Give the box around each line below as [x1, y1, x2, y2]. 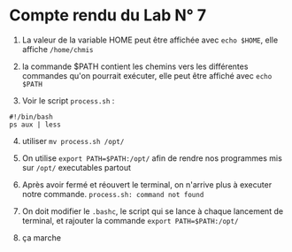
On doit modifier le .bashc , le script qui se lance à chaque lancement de [21, 205, 284, 217]
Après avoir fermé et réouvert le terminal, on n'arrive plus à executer [21, 179, 273, 190]
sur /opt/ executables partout [21, 162, 131, 172]
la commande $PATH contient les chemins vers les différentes [21, 61, 249, 72]
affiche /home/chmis [21, 43, 94, 54]
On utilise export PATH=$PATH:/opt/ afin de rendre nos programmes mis [21, 152, 283, 164]
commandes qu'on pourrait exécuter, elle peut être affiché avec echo [21, 70, 273, 80]
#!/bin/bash [9, 112, 53, 121]
